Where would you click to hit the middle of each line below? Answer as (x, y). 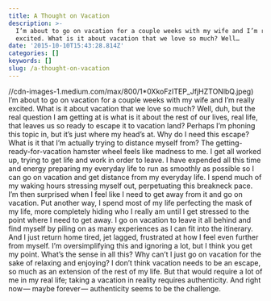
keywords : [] (30, 61)
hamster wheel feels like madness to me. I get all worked (167, 151)
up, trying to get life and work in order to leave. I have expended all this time (135, 160)
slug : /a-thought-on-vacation (59, 69)
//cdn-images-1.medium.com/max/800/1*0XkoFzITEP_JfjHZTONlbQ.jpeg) (131, 91)
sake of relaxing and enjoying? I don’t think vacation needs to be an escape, (135, 262)
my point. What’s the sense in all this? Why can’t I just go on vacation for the (135, 254)
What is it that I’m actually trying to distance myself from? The (111, 143)
